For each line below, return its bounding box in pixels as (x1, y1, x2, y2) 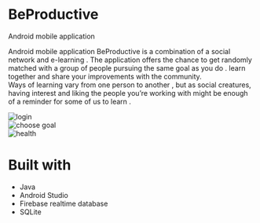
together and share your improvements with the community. (8, 71, 202, 81)
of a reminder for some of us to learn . (8, 97, 132, 106)
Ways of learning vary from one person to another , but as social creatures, (8, 80, 251, 90)
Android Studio (19, 190, 68, 199)
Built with (8, 156, 71, 174)
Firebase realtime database (19, 199, 108, 208)
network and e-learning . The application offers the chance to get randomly (8, 55, 253, 64)
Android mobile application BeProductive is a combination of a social (8, 46, 231, 56)
